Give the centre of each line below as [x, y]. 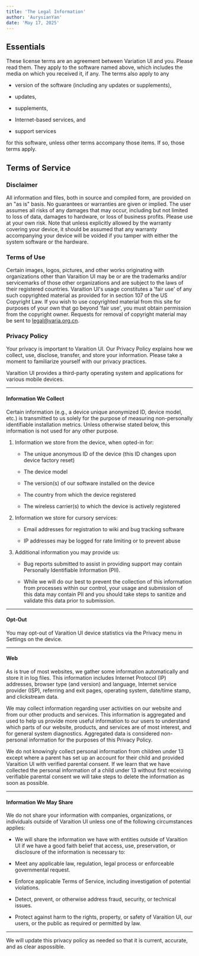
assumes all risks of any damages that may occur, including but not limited [97, 210]
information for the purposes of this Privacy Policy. [91, 740]
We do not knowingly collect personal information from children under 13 [95, 752]
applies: [16, 828]
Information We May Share [40, 802]
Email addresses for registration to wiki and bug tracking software [104, 529]
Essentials [26, 47]
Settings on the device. [34, 639]
